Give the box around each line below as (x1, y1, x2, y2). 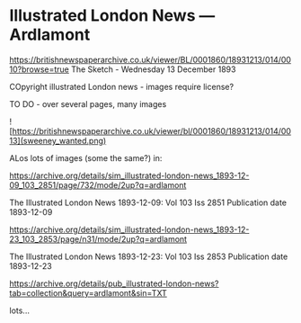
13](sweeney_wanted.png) (9, 135, 107, 146)
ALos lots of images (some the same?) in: (9, 152, 163, 163)
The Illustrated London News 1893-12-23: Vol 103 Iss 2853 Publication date (9, 251, 288, 262)
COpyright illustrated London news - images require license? (9, 81, 235, 92)
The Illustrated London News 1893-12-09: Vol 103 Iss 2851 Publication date (9, 197, 288, 208)
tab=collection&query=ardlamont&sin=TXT (9, 287, 168, 298)
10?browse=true (9, 64, 69, 75)
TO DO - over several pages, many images (9, 98, 167, 109)
